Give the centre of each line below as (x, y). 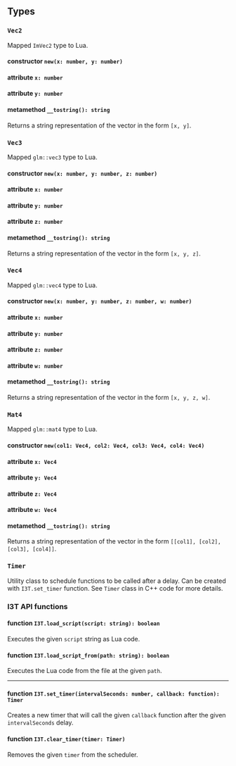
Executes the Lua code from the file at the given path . (85, 671)
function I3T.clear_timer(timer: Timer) (66, 739)
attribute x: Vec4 (32, 461)
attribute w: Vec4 (32, 510)
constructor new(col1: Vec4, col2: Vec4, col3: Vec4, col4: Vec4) (106, 445)
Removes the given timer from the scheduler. (73, 754)
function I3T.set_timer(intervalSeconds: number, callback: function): (113, 693)
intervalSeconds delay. (40, 723)
